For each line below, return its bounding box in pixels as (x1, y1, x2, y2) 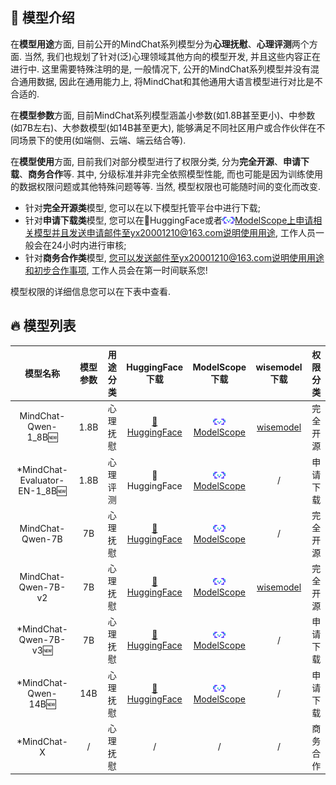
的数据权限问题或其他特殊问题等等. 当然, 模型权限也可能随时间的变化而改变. (10, 180, 321, 192)
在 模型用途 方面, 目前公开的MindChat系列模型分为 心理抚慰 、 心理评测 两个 (10, 38, 310, 50)
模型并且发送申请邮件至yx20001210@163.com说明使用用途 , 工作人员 (33, 226, 317, 238)
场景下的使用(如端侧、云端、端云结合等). (18, 134, 187, 146)
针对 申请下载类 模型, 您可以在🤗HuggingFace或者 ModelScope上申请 (24, 214, 314, 226)
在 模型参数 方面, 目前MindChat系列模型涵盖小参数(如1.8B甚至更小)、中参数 (10, 109, 316, 121)
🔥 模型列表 (10, 318, 77, 335)
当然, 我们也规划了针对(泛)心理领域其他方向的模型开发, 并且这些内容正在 (23, 50, 322, 62)
